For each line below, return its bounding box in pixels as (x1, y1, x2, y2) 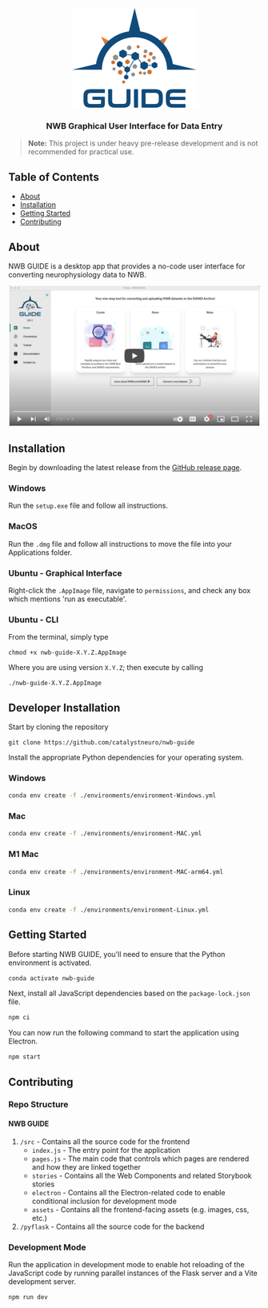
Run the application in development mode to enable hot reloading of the (8, 1259, 246, 1269)
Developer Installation (8, 700, 121, 715)
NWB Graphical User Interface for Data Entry (46, 120, 223, 131)
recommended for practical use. (27, 147, 134, 157)
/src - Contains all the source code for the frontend (19, 1136, 190, 1146)
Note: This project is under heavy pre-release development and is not (27, 138, 258, 148)
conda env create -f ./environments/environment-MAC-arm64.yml (8, 867, 224, 875)
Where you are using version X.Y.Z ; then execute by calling (8, 663, 204, 672)
